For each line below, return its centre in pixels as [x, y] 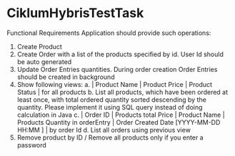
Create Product [39, 46]
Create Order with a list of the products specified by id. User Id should [120, 54]
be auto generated [44, 61]
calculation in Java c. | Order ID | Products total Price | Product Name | [121, 115]
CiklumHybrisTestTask [75, 13]
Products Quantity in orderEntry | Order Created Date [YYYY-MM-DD [119, 122]
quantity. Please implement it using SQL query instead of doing [110, 107]
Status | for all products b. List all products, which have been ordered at [122, 92]
